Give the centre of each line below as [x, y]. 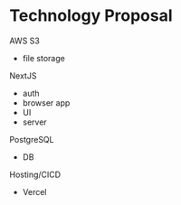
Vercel [34, 191]
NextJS [23, 75]
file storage [43, 58]
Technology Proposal [91, 16]
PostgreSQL [32, 139]
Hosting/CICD [35, 174]
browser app [46, 102]
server [34, 122]
